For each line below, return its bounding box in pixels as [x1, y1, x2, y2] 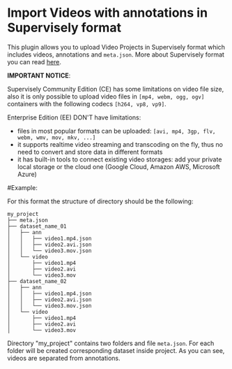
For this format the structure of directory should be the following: [7, 197, 194, 205]
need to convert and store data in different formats [17, 147, 163, 156]
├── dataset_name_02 [7, 277, 68, 284]
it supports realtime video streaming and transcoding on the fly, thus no [17, 140, 223, 148]
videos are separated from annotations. [7, 354, 121, 362]
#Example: [7, 183, 38, 191]
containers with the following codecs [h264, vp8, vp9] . [7, 99, 167, 108]
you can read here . [7, 57, 61, 66]
